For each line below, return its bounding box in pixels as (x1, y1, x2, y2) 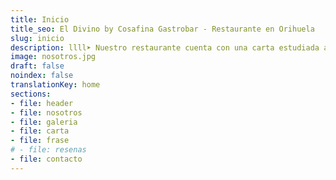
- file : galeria (10, 117, 78, 127)
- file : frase (10, 136, 70, 146)
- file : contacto (10, 154, 83, 164)
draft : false (10, 61, 65, 71)
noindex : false (10, 71, 74, 81)
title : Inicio (10, 14, 70, 25)
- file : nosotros (10, 107, 83, 118)
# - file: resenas (10, 145, 87, 155)
